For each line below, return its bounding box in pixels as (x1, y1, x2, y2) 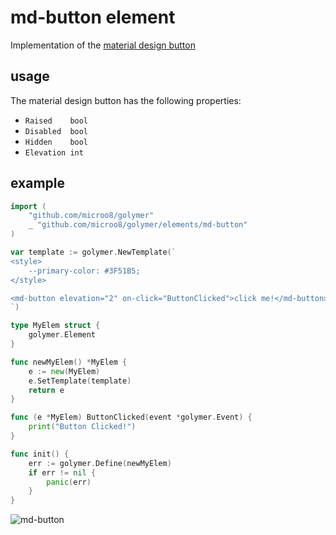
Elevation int (24, 147, 84, 158)
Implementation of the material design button (10, 39, 196, 51)
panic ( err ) (46, 477, 92, 487)
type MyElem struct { (10, 321, 101, 331)
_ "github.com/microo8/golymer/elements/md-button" (28, 220, 248, 230)
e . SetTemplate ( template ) (28, 376, 132, 386)
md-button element (10, 6, 176, 29)
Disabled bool (24, 126, 89, 136)
